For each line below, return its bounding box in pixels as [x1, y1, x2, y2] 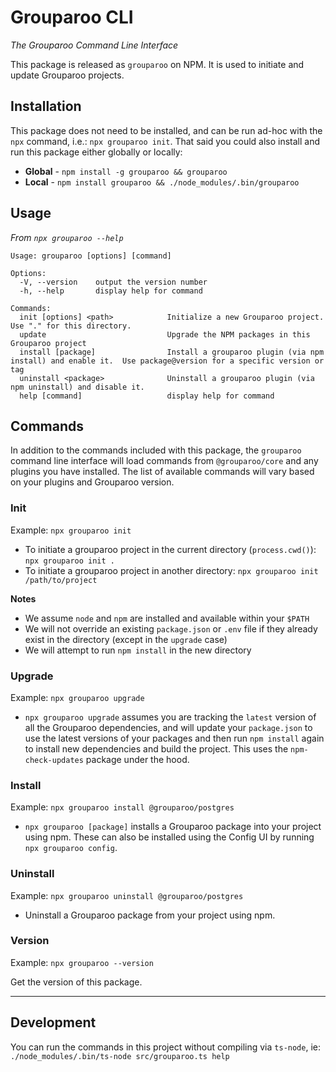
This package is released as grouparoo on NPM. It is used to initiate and [10, 58, 305, 70]
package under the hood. [85, 753, 190, 765]
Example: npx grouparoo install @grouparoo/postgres [10, 801, 235, 813]
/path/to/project [24, 575, 98, 585]
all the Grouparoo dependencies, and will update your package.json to [24, 721, 313, 733]
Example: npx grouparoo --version [10, 956, 154, 968]
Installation [10, 98, 82, 115]
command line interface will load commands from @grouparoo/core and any [10, 455, 319, 467]
